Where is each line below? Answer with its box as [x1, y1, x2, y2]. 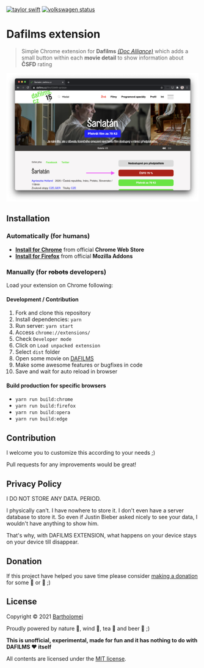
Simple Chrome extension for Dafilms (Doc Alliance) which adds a [21, 47, 189, 55]
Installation [6, 213, 50, 224]
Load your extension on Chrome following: [6, 282, 114, 289]
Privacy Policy [6, 479, 62, 489]
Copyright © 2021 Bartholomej [6, 613, 84, 620]
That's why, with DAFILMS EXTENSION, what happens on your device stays [6, 532, 197, 539]
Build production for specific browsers [6, 382, 106, 389]
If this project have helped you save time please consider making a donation [6, 572, 199, 579]
